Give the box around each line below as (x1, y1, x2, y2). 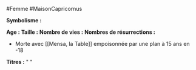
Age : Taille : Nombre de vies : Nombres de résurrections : (6, 28, 156, 36)
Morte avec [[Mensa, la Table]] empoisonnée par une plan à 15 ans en (15, 40, 190, 47)
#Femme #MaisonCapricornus (6, 5, 83, 12)
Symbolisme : (6, 17, 42, 24)
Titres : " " (6, 59, 33, 65)
